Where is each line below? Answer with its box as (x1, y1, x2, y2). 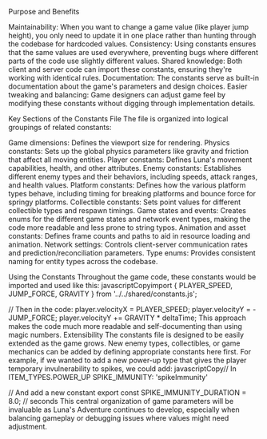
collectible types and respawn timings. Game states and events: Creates (8, 206, 246, 215)
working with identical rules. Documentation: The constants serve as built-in (8, 73, 260, 82)
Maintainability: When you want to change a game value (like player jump (8, 22, 249, 31)
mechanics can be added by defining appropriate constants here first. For (8, 347, 252, 356)
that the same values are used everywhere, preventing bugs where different (8, 48, 258, 57)
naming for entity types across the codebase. (8, 257, 158, 266)
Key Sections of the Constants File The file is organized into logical (8, 114, 229, 123)
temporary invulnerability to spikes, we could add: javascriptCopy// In (8, 364, 237, 374)
